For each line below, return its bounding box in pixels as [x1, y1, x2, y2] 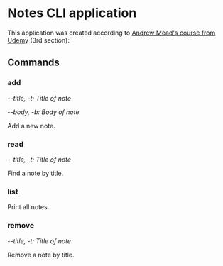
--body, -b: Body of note [7, 108, 80, 116]
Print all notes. [7, 203, 50, 211]
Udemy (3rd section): [7, 35, 70, 44]
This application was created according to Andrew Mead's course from [7, 28, 216, 37]
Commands [7, 57, 60, 69]
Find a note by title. [7, 169, 64, 177]
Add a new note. [7, 121, 55, 130]
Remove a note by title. [7, 250, 75, 259]
